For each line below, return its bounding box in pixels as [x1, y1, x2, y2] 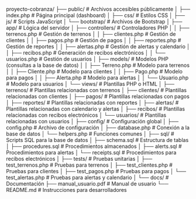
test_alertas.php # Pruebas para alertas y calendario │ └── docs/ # [6, 174, 169, 181]
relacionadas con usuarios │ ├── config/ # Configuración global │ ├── [6, 118, 179, 124]
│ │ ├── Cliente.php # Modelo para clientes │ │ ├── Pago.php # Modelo [6, 68, 183, 75]
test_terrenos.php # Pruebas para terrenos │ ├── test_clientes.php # [6, 161, 173, 168]
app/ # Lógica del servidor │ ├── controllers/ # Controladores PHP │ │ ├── [6, 24, 190, 31]
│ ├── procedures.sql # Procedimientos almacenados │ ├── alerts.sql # [6, 143, 183, 150]
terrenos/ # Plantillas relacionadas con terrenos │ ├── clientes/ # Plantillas [6, 87, 187, 93]
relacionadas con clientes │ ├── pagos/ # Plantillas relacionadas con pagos [6, 93, 190, 100]
